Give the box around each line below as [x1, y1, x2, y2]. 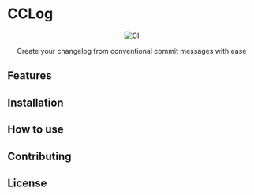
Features [7, 69, 52, 83]
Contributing [7, 149, 72, 163]
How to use [7, 123, 64, 137]
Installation [7, 96, 64, 109]
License [7, 176, 47, 189]
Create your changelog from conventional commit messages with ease [17, 46, 247, 55]
